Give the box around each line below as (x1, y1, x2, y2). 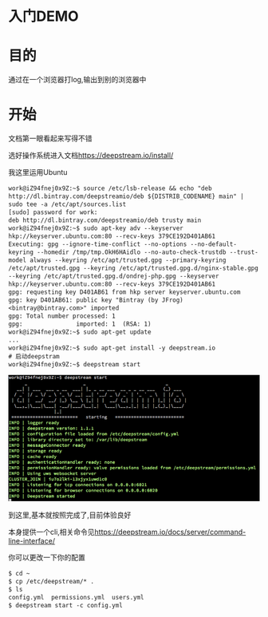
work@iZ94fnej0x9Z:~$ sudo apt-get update (8, 328, 152, 336)
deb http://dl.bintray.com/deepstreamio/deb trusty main (8, 216, 202, 224)
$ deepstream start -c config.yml (8, 602, 124, 610)
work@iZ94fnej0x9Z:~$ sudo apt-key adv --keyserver (8, 224, 183, 232)
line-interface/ (8, 536, 56, 546)
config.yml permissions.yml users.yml (8, 594, 145, 602)
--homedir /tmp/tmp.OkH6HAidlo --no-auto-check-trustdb (37, 248, 227, 256)
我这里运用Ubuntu (8, 168, 68, 177)
